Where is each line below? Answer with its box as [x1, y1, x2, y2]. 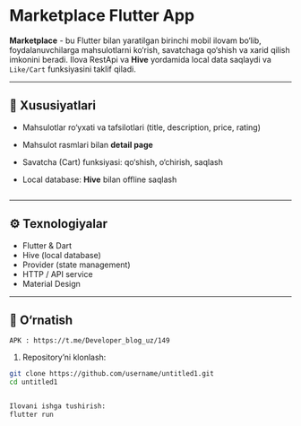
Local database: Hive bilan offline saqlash [21, 174, 177, 185]
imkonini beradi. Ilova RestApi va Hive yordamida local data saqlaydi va [9, 54, 271, 65]
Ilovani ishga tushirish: [9, 402, 106, 411]
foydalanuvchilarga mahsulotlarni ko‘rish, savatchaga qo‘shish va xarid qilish [9, 44, 291, 55]
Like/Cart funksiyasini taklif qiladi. [9, 64, 136, 74]
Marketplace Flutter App [9, 5, 195, 26]
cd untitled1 [9, 378, 58, 387]
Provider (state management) [21, 259, 132, 270]
